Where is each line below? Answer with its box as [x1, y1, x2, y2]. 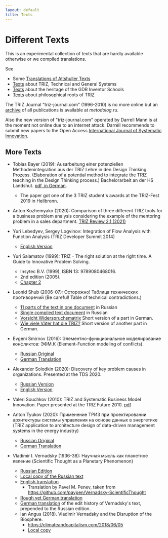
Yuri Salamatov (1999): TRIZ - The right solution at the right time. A [12, 253, 152, 259]
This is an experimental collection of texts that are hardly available [5, 51, 143, 57]
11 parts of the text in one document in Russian [20, 304, 117, 311]
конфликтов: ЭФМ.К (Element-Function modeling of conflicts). [12, 341, 144, 347]
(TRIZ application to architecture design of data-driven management [12, 422, 155, 429]
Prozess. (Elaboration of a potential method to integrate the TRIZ [12, 172, 147, 178]
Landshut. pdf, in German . [12, 183, 67, 189]
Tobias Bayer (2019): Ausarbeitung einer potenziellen [12, 161, 123, 167]
